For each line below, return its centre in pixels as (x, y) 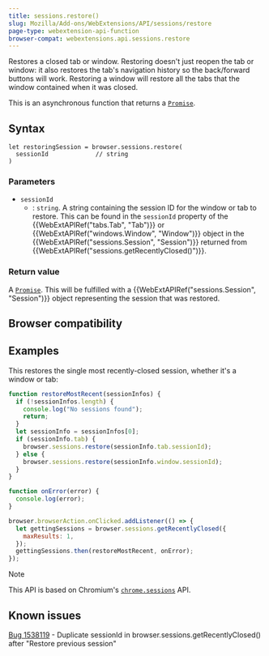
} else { (30, 454)
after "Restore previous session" (62, 644)
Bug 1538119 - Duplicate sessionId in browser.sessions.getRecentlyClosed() (135, 635)
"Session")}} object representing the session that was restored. (114, 298)
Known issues (45, 615)
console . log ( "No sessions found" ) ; (83, 409)
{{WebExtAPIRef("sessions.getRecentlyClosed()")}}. (119, 251)
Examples (34, 351)
